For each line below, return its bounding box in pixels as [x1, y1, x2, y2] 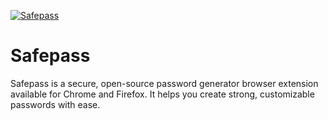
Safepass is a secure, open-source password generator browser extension [10, 77, 319, 89]
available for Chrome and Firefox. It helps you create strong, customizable [10, 88, 315, 100]
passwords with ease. [10, 98, 101, 110]
